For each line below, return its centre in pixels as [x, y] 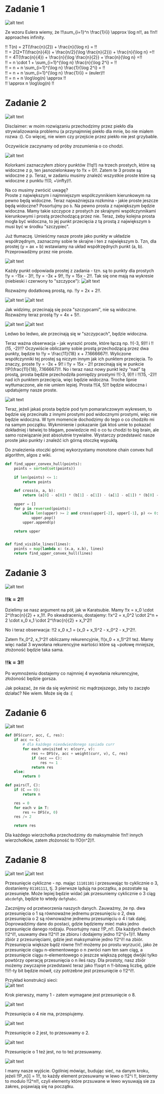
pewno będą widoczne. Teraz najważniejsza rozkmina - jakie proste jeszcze [82, 200]
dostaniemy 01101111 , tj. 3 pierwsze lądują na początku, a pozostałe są [76, 888]
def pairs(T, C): [23, 785]
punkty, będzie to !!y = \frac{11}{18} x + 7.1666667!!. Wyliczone [68, 353]
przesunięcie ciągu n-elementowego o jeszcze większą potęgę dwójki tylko [81, 955]
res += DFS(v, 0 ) [40, 812]
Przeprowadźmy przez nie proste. [39, 251]
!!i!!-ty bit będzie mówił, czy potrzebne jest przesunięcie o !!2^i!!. [70, 971]
